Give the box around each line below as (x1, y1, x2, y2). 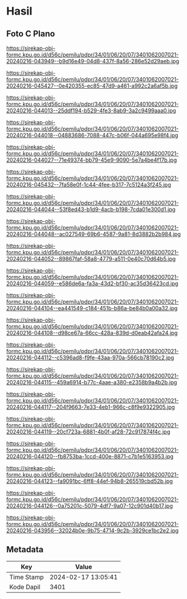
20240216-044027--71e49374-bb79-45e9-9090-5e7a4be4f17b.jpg (6, 156, 177, 164)
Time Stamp (9, 573, 44, 581)
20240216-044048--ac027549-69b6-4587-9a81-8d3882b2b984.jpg (6, 230, 181, 238)
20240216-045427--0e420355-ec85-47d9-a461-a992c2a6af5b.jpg (6, 82, 178, 89)
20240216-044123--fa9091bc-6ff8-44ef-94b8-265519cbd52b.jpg (6, 477, 173, 485)
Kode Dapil (9, 583, 41, 591)
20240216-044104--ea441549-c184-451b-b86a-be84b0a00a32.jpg (6, 305, 178, 311)
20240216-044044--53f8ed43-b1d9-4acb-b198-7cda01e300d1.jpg (6, 206, 176, 213)
